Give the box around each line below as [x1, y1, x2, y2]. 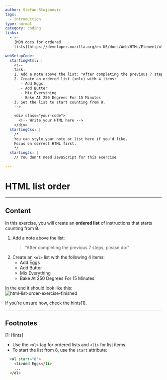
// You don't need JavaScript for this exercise [14, 155, 117, 160]
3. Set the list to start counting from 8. [14, 100, 106, 105]
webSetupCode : [5, 53, 35, 58]
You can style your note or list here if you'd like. [14, 136, 128, 141]
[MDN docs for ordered [14, 40, 61, 45]
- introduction [9, 16, 41, 21]
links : [5, 30, 19, 35]
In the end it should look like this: [5, 285, 73, 291]
